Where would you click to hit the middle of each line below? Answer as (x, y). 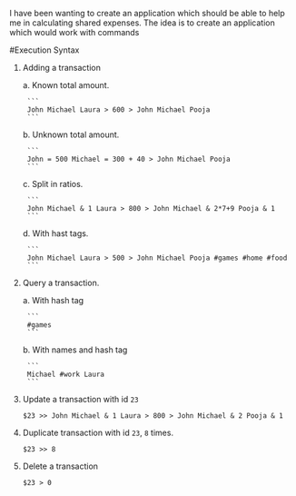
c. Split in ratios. (53, 184)
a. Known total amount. (66, 85)
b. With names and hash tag (75, 350)
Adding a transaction (62, 68)
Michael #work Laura (65, 374)
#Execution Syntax (44, 50)
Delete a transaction (60, 466)
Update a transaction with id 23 (80, 399)
